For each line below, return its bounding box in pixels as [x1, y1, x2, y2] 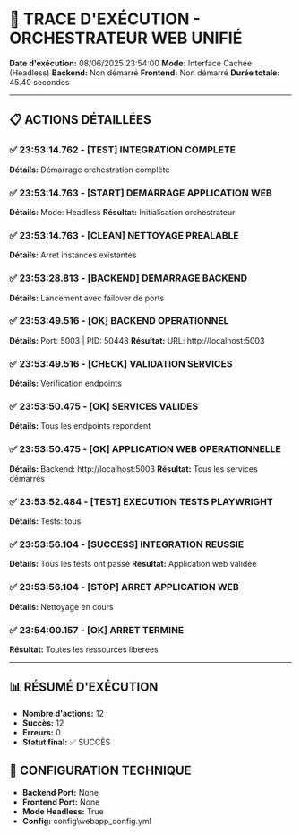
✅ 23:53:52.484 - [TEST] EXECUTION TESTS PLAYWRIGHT [9, 495, 273, 508]
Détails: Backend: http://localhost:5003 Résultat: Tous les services [9, 463, 258, 474]
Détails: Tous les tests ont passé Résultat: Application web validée [9, 559, 257, 570]
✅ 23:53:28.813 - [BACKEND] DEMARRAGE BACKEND [9, 272, 248, 284]
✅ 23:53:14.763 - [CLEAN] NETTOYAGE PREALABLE [9, 229, 239, 241]
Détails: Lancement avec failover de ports [9, 292, 165, 303]
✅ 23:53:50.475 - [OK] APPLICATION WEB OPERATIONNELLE [9, 443, 281, 456]
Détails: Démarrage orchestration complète [9, 164, 170, 175]
